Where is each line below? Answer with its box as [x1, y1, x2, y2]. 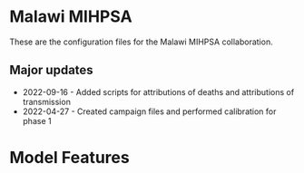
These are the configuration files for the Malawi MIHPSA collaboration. [9, 36, 274, 47]
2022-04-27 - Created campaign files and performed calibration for [22, 106, 277, 117]
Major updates [9, 62, 93, 78]
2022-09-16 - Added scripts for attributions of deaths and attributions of [22, 86, 295, 97]
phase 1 [22, 115, 52, 126]
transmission [22, 96, 71, 107]
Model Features [9, 147, 130, 168]
